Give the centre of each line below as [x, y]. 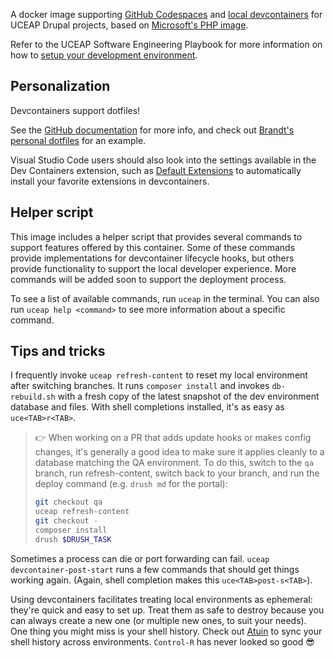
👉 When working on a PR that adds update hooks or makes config [173, 438]
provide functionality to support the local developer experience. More [153, 268]
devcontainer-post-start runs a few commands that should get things [155, 569]
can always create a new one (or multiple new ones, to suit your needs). [158, 620]
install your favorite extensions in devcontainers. [110, 181]
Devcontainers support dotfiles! [75, 110]
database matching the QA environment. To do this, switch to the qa [174, 463]
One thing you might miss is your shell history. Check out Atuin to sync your [166, 631]
